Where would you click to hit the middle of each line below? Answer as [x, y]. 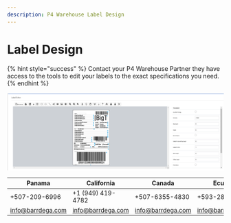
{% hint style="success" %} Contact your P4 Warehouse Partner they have [114, 68]
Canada [163, 183]
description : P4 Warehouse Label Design [66, 14]
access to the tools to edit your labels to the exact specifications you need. [113, 76]
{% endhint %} [28, 83]
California [101, 183]
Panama [38, 183]
